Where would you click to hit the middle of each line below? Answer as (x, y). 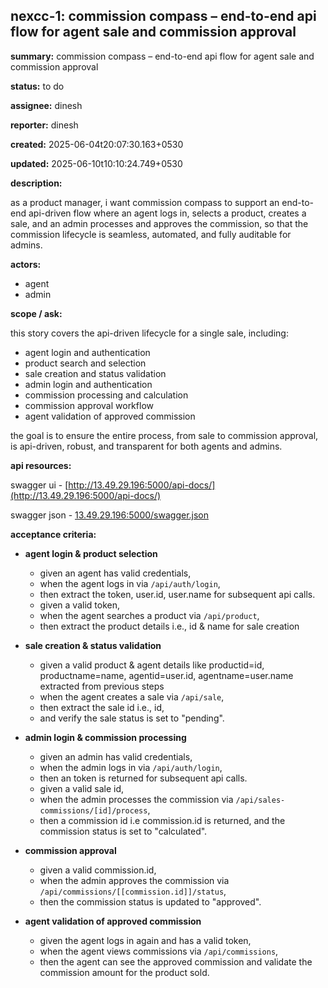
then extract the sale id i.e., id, (102, 707)
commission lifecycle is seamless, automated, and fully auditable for (151, 234)
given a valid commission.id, (98, 870)
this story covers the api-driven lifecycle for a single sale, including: (149, 333)
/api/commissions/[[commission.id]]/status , (133, 891)
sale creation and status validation (95, 373)
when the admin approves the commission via (134, 880)
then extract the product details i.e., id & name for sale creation (169, 626)
